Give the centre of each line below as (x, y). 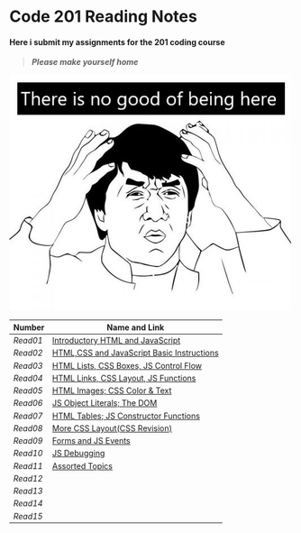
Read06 (28, 403)
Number (29, 327)
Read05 (28, 391)
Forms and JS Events (91, 441)
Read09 (28, 441)
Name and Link (136, 327)
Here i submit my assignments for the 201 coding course (117, 41)
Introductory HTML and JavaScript (117, 341)
